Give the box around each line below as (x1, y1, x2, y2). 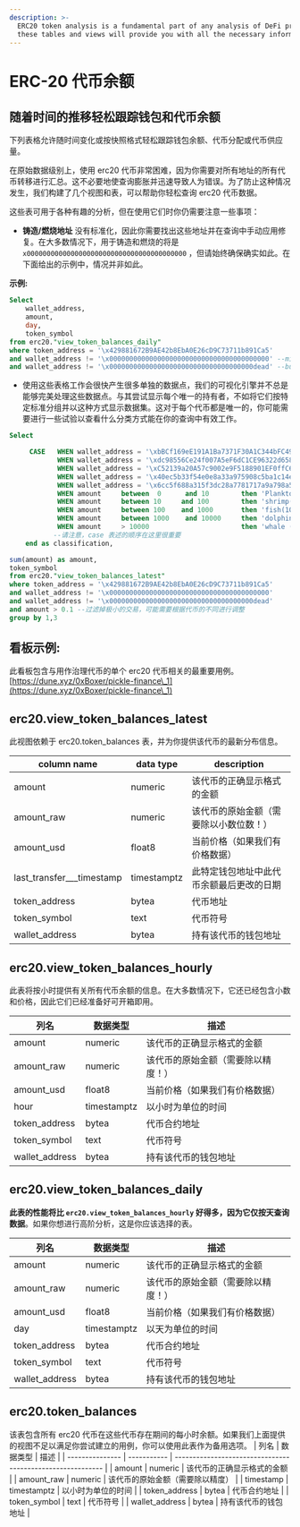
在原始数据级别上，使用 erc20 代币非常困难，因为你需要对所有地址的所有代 (9, 165, 286, 175)
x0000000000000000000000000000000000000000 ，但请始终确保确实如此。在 (21, 248, 291, 259)
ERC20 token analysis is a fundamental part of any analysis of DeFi (17, 21, 281, 30)
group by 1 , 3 (9, 613, 58, 622)
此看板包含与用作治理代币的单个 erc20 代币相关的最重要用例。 (9, 666, 239, 677)
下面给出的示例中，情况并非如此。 (21, 259, 148, 269)
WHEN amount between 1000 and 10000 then (56, 514, 257, 524)
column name (37, 758, 98, 771)
